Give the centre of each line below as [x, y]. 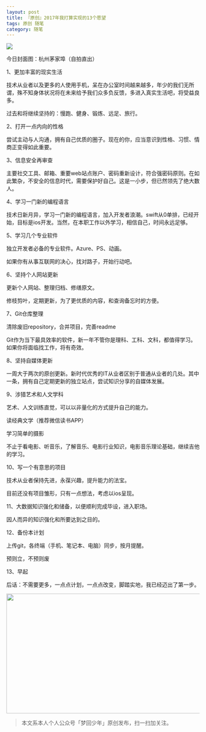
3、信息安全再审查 [30, 160]
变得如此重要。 [36, 147]
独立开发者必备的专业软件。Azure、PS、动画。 [66, 249]
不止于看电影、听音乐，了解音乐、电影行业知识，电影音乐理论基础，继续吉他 [103, 446]
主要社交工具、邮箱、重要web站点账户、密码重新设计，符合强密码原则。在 [100, 173]
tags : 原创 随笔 [25, 23]
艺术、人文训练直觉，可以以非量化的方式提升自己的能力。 [79, 407]
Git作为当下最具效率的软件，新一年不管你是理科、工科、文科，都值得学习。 [101, 340]
